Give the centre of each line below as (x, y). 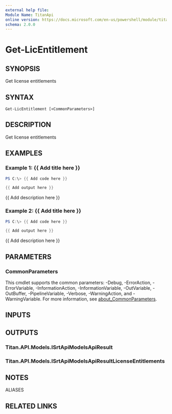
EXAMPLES (24, 153)
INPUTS (18, 315)
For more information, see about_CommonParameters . (100, 299)
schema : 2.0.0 (20, 24)
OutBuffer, (16, 294)
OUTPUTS (22, 333)
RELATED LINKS (31, 406)
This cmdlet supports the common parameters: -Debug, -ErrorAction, (79, 283)
